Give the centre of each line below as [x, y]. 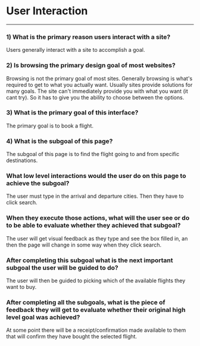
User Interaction [47, 11]
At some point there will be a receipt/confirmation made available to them [96, 330]
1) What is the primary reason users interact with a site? [88, 37]
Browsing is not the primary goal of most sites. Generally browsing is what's [99, 78]
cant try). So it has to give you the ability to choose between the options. [95, 97]
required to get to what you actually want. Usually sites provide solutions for [99, 85]
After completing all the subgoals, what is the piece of [86, 302]
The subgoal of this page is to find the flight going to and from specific [93, 154]
